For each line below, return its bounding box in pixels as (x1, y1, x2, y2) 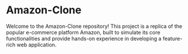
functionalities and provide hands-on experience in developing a (6, 35, 162, 42)
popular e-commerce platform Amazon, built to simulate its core (6, 28, 160, 35)
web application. (16, 41, 57, 48)
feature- (162, 35, 183, 42)
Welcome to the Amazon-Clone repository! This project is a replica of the (6, 23, 183, 30)
